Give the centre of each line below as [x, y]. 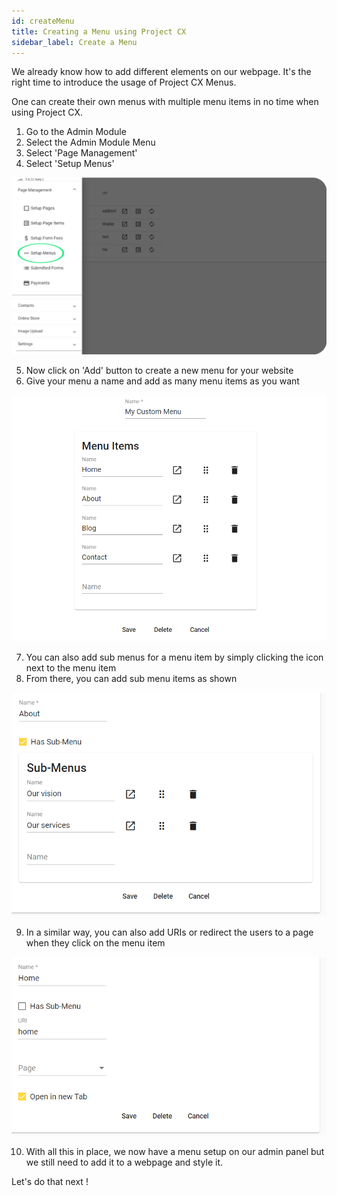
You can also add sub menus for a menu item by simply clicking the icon [174, 657]
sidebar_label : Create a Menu [74, 42]
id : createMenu [43, 21]
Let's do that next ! [50, 1182]
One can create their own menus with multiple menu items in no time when [165, 102]
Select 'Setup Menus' [70, 164]
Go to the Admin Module [76, 132]
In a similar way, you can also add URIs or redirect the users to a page [169, 932]
